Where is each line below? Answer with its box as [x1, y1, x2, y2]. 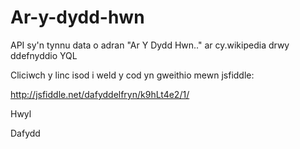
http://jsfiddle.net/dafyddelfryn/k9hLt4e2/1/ [10, 88, 190, 100]
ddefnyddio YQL [10, 49, 78, 61]
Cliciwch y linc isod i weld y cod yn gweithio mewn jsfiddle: [10, 69, 255, 81]
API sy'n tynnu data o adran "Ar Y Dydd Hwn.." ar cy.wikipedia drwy [10, 39, 290, 51]
